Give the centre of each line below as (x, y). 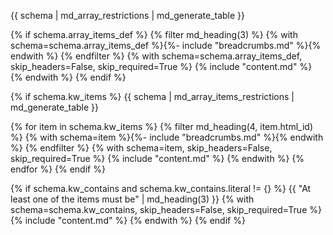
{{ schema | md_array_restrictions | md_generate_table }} (128, 15)
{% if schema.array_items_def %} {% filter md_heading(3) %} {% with (154, 34)
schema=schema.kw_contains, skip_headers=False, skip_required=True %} (166, 209)
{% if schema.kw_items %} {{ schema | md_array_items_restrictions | (152, 96)
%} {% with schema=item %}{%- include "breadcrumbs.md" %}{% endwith (167, 137)
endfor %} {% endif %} (58, 169)
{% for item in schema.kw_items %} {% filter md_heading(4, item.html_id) (162, 126)
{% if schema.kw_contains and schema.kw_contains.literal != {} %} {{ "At (161, 188)
